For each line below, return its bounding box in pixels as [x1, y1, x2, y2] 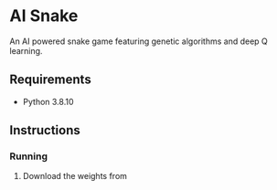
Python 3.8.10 [22, 96, 75, 107]
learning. [9, 45, 43, 56]
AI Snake [9, 5, 79, 26]
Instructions [9, 122, 80, 138]
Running [9, 150, 48, 163]
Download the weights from [22, 171, 128, 182]
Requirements [9, 72, 91, 88]
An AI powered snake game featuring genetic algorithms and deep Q [9, 36, 268, 47]
